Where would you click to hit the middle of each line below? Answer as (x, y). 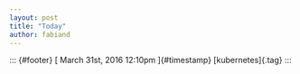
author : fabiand (40, 34)
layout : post (34, 18)
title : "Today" (38, 26)
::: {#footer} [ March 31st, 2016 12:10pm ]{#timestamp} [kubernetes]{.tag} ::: (150, 60)
